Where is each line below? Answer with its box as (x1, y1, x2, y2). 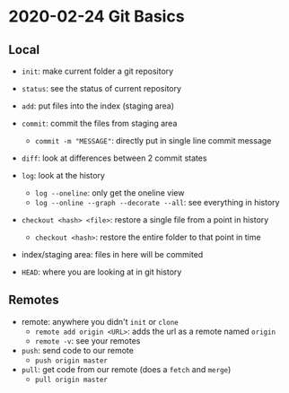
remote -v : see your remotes (34, 335, 141, 346)
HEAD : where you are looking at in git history (21, 266, 182, 277)
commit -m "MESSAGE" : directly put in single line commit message (34, 135, 272, 145)
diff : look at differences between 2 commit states (21, 153, 207, 163)
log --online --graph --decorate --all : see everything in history (34, 197, 280, 207)
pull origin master (34, 375, 109, 384)
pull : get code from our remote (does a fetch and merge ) (21, 363, 232, 374)
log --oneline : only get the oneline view (34, 188, 185, 198)
